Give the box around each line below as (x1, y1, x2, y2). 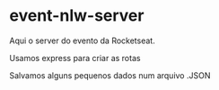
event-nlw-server (9, 5, 145, 26)
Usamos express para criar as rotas (9, 52, 141, 63)
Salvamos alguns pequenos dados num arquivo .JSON (9, 69, 211, 81)
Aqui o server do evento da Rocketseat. (9, 35, 155, 46)
